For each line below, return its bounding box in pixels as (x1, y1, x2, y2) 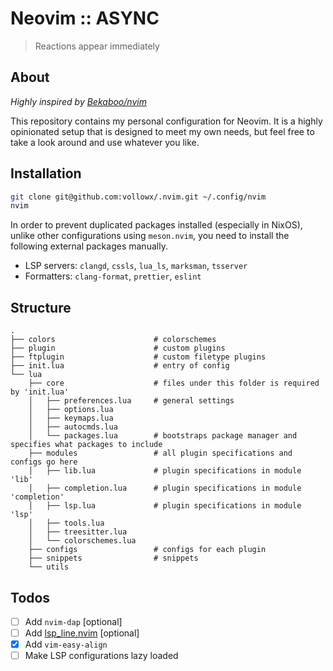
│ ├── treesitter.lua (28, 527, 128, 537)
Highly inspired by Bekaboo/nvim (10, 95, 147, 107)
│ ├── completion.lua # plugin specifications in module (28, 483, 302, 494)
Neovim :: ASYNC (10, 7, 160, 30)
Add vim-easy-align (24, 638, 108, 651)
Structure (10, 299, 72, 316)
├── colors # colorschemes (10, 335, 217, 345)
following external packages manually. (10, 240, 168, 252)
